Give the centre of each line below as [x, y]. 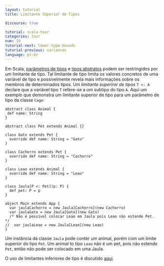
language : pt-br [22, 54]
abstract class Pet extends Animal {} [45, 126]
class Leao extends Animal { [35, 169]
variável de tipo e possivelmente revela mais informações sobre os [72, 79]
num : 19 [13, 41]
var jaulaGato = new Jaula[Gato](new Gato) [54, 212]
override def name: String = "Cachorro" [51, 156]
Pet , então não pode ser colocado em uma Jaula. [55, 249]
